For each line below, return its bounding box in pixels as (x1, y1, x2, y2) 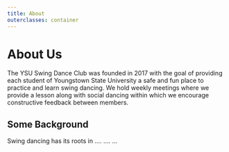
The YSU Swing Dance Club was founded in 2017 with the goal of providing (7, 69, 223, 77)
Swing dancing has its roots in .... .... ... (7, 137, 118, 145)
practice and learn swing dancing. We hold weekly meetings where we (7, 84, 210, 92)
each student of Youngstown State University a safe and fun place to (7, 77, 204, 85)
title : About (7, 10, 45, 17)
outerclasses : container (7, 17, 79, 23)
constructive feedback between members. (7, 98, 129, 107)
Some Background (7, 118, 89, 130)
